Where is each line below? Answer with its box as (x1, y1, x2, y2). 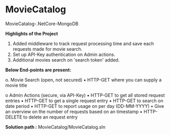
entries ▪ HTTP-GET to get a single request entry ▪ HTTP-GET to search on (5, 98, 163, 104)
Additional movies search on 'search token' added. (12, 56, 120, 63)
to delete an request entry (23, 114, 78, 120)
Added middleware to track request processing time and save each (12, 40, 154, 47)
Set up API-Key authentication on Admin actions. (12, 51, 116, 57)
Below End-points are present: (5, 67, 71, 73)
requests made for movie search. (12, 46, 83, 52)
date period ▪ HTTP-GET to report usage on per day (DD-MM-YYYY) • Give (5, 103, 164, 109)
